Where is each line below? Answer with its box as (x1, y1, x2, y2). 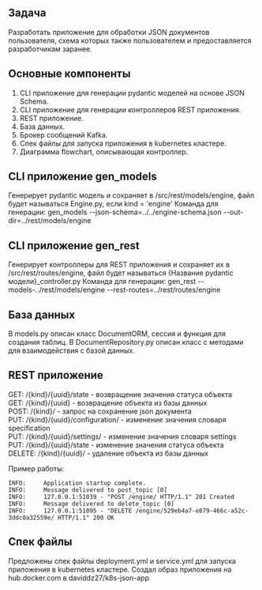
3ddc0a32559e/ (8, 513, 55, 521)
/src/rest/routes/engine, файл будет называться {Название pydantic (8, 268, 234, 278)
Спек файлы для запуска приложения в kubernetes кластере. (19, 138, 226, 148)
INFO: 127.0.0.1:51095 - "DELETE (8, 506, 133, 515)
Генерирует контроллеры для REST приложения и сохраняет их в (8, 260, 230, 270)
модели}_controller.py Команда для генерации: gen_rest (8, 277, 196, 286)
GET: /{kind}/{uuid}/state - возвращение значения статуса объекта (8, 389, 233, 399)
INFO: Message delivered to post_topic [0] (8, 486, 168, 494)
